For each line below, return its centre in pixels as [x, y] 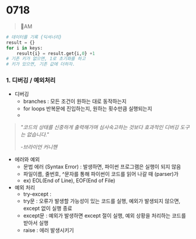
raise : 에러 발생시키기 [48, 230]
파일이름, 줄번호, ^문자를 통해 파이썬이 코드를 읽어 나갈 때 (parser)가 [101, 174]
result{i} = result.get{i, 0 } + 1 [56, 53]
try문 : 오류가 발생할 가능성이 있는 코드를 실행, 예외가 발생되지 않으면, [102, 201]
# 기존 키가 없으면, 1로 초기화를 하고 [46, 59]
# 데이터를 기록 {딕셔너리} [34, 37]
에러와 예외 [27, 160]
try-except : [37, 194]
